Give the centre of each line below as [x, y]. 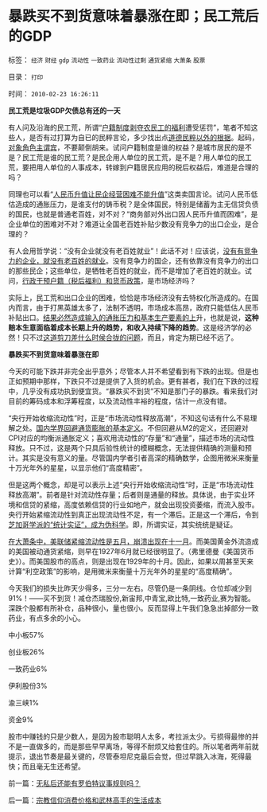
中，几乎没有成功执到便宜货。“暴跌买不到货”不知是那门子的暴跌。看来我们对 [133, 391]
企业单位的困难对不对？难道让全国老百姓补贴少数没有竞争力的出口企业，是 [130, 224]
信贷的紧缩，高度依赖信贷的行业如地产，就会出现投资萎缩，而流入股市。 [140, 504]
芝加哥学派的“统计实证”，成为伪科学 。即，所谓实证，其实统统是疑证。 [123, 524]
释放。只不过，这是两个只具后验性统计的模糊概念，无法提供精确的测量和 [126, 447]
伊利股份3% [28, 685]
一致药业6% [28, 669]
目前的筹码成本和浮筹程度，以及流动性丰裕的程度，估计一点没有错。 [120, 401]
